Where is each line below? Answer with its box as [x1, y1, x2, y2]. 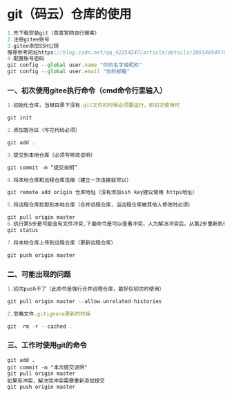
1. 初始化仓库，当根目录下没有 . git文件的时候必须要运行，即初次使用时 [7, 101, 180, 109]
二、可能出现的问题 [7, 269, 71, 279]
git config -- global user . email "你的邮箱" [7, 68, 130, 75]
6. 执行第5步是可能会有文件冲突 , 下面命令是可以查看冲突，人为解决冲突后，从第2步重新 [7, 220, 218, 228]
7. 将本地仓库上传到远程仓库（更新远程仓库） [7, 239, 117, 246]
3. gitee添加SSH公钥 [7, 42, 59, 49]
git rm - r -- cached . [7, 322, 72, 330]
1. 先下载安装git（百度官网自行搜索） [7, 29, 100, 37]
